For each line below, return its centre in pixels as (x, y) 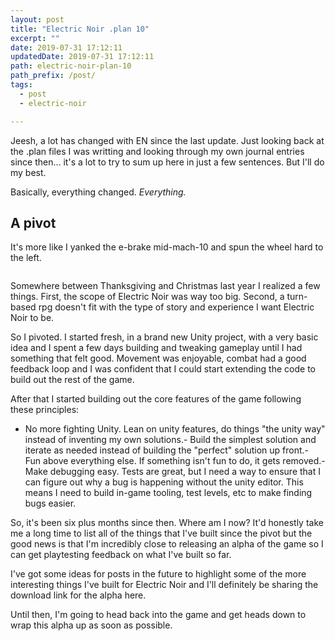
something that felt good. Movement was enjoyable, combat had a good (158, 358)
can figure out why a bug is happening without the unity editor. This (164, 482)
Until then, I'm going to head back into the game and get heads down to (158, 615)
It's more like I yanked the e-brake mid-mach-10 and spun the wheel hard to (167, 247)
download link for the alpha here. (78, 595)
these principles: (45, 410)
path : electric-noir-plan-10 (71, 66)
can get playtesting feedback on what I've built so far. (121, 555)
